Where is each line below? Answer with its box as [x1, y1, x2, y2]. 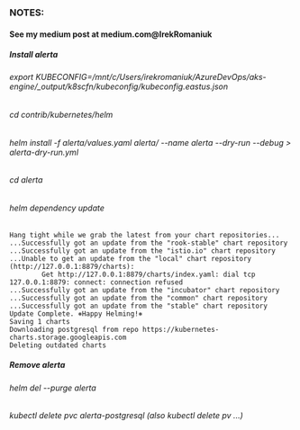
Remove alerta [9, 360, 66, 371]
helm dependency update [9, 202, 105, 213]
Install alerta [9, 49, 59, 60]
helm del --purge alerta [9, 382, 96, 393]
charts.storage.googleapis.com [9, 333, 127, 342]
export [9, 72, 34, 83]
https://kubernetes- [142, 325, 220, 334]
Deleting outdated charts [9, 340, 106, 350]
